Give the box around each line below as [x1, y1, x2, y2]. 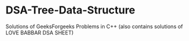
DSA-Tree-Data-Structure [5, 4, 136, 17]
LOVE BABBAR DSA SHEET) [5, 29, 74, 36]
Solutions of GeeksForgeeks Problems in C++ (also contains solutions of [5, 23, 184, 30]
